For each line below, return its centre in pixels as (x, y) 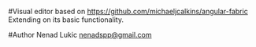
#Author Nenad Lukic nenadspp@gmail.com (80, 35)
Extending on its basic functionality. (66, 20)
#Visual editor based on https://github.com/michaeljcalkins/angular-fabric (128, 11)
